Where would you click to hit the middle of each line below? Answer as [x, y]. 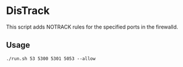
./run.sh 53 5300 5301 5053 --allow [51, 59]
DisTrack [28, 11]
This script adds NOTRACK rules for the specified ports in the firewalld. [92, 27]
